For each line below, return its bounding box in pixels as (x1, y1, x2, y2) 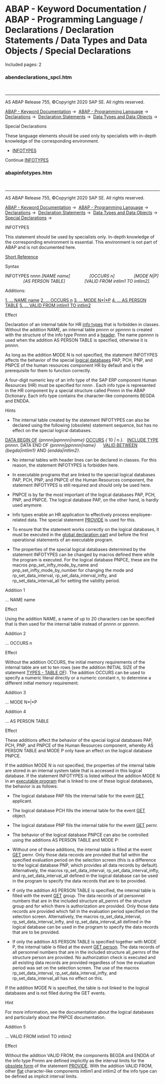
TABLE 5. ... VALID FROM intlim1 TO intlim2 (5, 302, 91, 308)
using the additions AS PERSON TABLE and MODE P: (12, 837, 119, 843)
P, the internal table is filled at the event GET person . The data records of (12, 944, 160, 950)
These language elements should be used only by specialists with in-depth (5, 133, 157, 139)
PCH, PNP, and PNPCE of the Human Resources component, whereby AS (5, 742, 154, 748)
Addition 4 (5, 708, 26, 714)
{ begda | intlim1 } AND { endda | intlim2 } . (5, 447, 81, 453)
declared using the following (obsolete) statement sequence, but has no (12, 422, 158, 428)
